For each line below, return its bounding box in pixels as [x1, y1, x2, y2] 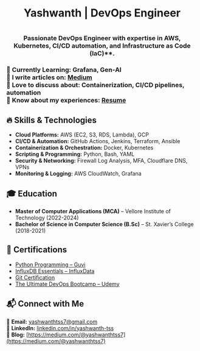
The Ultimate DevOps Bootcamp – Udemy [15, 280, 120, 288]
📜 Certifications [6, 244, 67, 255]
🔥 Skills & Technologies [6, 115, 97, 125]
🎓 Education [6, 188, 58, 199]
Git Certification [15, 274, 55, 281]
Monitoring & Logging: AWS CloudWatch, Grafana [15, 170, 142, 177]
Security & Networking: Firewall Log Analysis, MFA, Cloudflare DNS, [15, 157, 188, 165]
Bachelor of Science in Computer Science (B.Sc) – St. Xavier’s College [15, 220, 194, 228]
